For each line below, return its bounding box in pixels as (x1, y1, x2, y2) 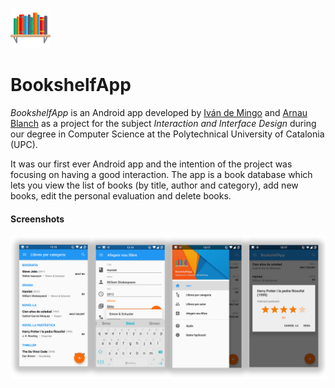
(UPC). (10, 138, 38, 150)
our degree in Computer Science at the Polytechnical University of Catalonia (10, 128, 325, 140)
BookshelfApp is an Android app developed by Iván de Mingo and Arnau (10, 106, 308, 118)
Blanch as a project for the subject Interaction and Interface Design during (10, 117, 317, 129)
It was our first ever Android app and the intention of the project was (10, 158, 293, 170)
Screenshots (10, 213, 65, 225)
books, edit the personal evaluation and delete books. (10, 189, 232, 202)
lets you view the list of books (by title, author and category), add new (10, 179, 299, 191)
